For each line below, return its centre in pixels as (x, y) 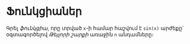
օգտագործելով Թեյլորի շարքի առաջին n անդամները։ (80, 34)
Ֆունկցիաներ (44, 12)
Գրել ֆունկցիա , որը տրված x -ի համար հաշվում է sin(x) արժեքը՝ (95, 28)
